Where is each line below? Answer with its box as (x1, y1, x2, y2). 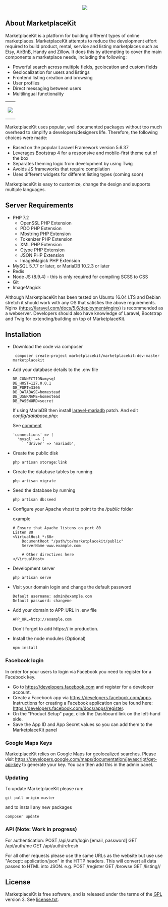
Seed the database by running (12, 487, 76, 493)
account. (12, 689, 31, 695)
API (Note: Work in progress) (5, 826, 77, 833)
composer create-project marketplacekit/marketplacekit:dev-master (15, 353, 160, 358)
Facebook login (5, 657, 44, 664)
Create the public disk (12, 450, 59, 456)
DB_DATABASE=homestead (12, 390, 61, 395)
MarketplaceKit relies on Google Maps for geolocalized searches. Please (5, 751, 156, 757)
